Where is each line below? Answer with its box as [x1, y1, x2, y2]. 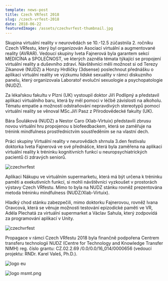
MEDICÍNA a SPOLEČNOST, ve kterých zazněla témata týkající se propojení [5, 56, 161, 62]
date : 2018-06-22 [5, 21, 42, 27]
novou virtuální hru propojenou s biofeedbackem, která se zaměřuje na [5, 123, 151, 129]
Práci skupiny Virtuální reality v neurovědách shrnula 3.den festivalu [5, 138, 146, 145]
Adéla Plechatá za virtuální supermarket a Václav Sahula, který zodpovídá [5, 210, 157, 216]
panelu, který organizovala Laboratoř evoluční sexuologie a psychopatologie [5, 77, 163, 83]
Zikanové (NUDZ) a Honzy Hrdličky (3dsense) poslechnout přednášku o [5, 66, 154, 73]
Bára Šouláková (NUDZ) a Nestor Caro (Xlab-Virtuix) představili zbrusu [5, 118, 151, 124]
